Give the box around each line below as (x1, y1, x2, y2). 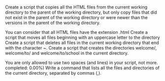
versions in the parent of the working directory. (5, 20, 101, 26)
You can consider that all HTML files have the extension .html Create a (5, 29, 148, 35)
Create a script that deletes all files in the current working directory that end (5, 40, 159, 46)
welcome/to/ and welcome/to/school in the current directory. (5, 50, 129, 56)
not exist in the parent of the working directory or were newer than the (5, 15, 148, 20)
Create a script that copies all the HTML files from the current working (5, 4, 148, 10)
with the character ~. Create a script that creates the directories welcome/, (5, 45, 157, 51)
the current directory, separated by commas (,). (5, 70, 102, 76)
